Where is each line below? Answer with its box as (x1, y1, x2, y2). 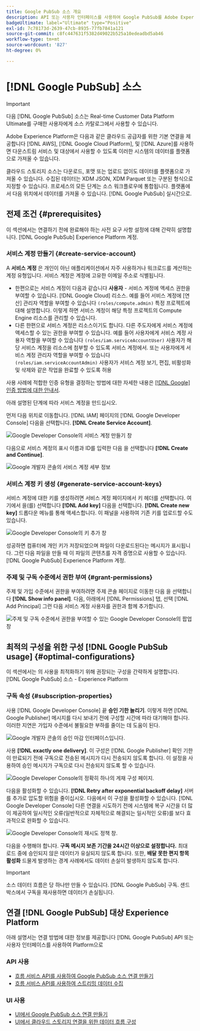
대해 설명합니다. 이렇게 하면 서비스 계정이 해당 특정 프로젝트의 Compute (14, 307, 182, 314)
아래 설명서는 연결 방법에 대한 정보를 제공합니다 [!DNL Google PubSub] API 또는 (6, 934, 194, 941)
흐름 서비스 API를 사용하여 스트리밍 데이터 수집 (14, 980, 124, 987)
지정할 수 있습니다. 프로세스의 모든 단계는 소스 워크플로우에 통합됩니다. (6, 182, 170, 189)
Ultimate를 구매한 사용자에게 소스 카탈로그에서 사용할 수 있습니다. (6, 120, 159, 127)
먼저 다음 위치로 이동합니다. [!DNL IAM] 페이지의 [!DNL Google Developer (6, 411, 180, 418)
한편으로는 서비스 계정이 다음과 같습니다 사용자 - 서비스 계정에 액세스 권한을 (14, 284, 190, 292)
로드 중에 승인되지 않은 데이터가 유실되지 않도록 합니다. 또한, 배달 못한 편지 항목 (6, 849, 189, 857)
